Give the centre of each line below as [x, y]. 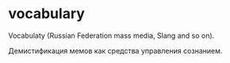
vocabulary [47, 14]
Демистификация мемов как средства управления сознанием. [115, 50]
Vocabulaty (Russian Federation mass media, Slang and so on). [111, 35]
